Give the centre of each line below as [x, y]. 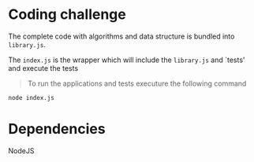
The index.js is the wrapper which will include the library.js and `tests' [127, 60]
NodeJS [21, 150]
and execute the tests [43, 68]
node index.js [32, 98]
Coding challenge [67, 15]
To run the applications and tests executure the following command [137, 83]
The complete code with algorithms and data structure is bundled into [121, 36]
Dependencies [57, 129]
